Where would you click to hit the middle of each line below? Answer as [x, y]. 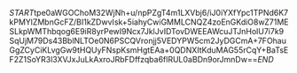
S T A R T [22, 13]
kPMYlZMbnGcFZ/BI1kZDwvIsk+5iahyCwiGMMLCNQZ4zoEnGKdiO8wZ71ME [149, 22]
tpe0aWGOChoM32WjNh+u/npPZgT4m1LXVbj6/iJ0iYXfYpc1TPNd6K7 [161, 13]
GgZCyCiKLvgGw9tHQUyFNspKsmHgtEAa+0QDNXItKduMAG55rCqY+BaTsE [149, 50]
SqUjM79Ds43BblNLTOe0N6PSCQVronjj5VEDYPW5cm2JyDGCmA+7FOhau [148, 40]
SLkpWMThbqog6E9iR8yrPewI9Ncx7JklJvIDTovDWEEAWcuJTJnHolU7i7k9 [147, 31]
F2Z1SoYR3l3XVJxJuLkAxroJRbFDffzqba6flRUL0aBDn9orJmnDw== [133, 59]
